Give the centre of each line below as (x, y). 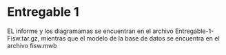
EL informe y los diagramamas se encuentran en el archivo (90, 31)
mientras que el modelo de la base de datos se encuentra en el (130, 38)
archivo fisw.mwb (32, 45)
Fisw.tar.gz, (23, 38)
